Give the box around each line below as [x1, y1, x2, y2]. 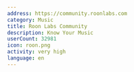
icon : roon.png [7, 42, 51, 49]
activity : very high [7, 49, 67, 56]
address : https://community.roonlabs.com [7, 10, 128, 17]
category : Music [7, 16, 54, 23]
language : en [7, 55, 45, 62]
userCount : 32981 [7, 36, 57, 43]
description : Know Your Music [7, 29, 94, 36]
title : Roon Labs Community [7, 23, 88, 29]
